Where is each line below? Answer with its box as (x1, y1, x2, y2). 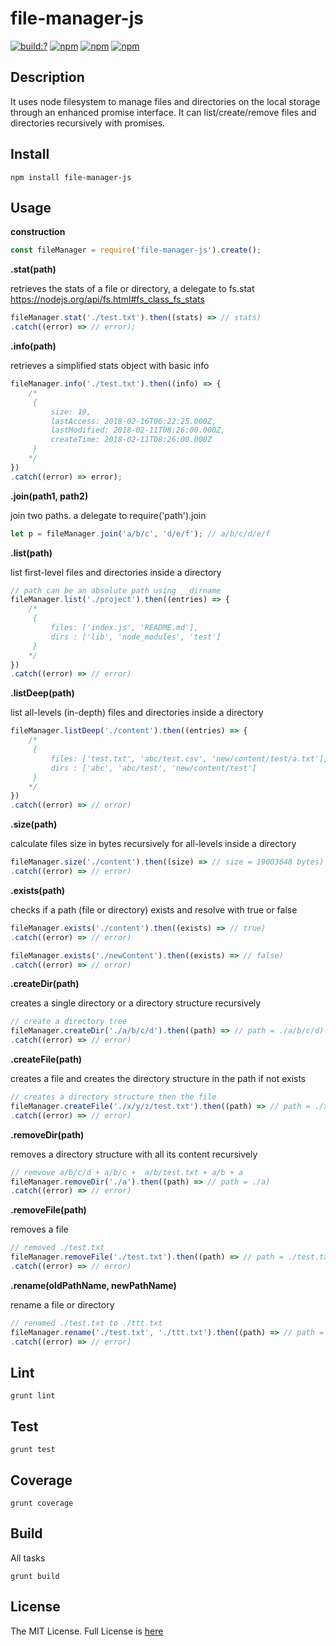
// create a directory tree (10, 1017, 128, 1027)
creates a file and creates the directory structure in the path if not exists (10, 1073, 307, 1084)
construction (10, 226, 66, 238)
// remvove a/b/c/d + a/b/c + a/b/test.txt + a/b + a (10, 1167, 244, 1177)
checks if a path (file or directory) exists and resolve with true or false (10, 903, 298, 916)
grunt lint (10, 1391, 56, 1401)
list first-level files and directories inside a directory (10, 566, 222, 578)
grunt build (10, 1571, 60, 1581)
